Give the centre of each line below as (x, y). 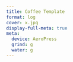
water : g (22, 50)
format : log (21, 17)
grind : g (22, 45)
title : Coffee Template (36, 12)
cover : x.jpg (22, 22)
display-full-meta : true (37, 28)
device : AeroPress (34, 39)
